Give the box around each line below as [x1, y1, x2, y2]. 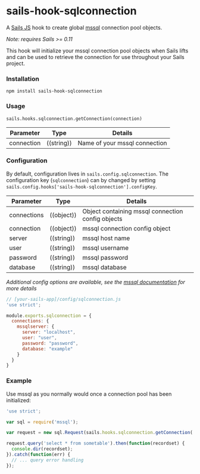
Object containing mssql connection [82, 207, 183, 216]
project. [6, 60, 26, 67]
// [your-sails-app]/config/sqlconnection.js [6, 296, 121, 302]
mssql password [82, 253, 129, 261]
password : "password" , [21, 340, 79, 346]
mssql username [82, 244, 129, 252]
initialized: [6, 396, 31, 404]
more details [6, 285, 37, 292]
